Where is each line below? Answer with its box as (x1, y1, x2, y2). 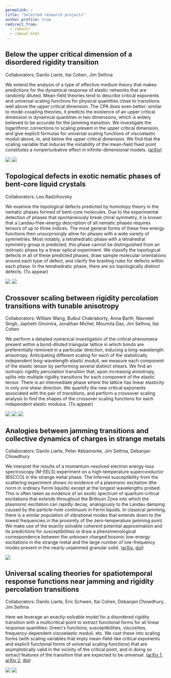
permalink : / (5, 7, 33, 13)
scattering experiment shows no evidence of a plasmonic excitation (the (5, 479, 157, 486)
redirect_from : (5, 21, 38, 27)
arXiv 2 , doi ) (5, 657, 31, 664)
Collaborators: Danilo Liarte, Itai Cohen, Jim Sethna (5, 71, 113, 78)
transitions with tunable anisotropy (5, 302, 119, 310)
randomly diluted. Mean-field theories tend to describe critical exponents (5, 92, 159, 99)
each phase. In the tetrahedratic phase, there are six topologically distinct (5, 263, 160, 269)
